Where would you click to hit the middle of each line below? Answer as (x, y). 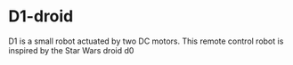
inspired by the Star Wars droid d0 (71, 50)
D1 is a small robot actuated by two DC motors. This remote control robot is (146, 41)
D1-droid (41, 16)
